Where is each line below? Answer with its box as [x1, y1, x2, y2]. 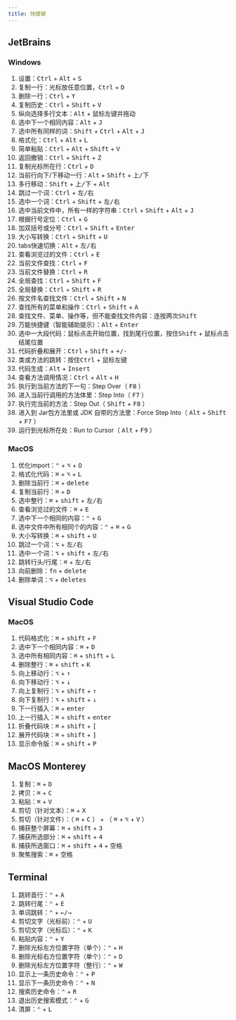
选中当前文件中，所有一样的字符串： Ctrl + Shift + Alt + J [18, 206, 194, 215]
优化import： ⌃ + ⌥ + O [18, 461, 83, 469]
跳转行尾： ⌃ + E [18, 899, 65, 907]
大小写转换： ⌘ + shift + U [18, 531, 97, 540]
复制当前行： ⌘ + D [18, 487, 71, 496]
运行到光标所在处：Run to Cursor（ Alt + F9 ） [18, 426, 157, 435]
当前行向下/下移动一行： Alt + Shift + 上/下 [18, 171, 150, 179]
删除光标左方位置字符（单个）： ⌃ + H [18, 943, 123, 952]
